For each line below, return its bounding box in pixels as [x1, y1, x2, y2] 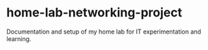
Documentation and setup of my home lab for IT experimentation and [6, 27, 201, 36]
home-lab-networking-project [6, 5, 183, 21]
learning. [6, 34, 31, 42]
